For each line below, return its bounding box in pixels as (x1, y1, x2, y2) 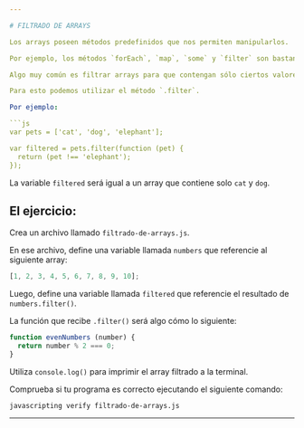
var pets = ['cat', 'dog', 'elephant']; (9, 128, 165, 137)
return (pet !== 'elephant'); (17, 152, 131, 161)
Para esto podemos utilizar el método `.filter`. (9, 87, 201, 96)
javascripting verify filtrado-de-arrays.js (9, 401, 180, 410)
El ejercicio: (9, 203, 77, 218)
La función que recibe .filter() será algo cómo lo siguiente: (9, 316, 237, 327)
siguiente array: (9, 254, 68, 265)
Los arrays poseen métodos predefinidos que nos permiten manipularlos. (9, 37, 290, 46)
